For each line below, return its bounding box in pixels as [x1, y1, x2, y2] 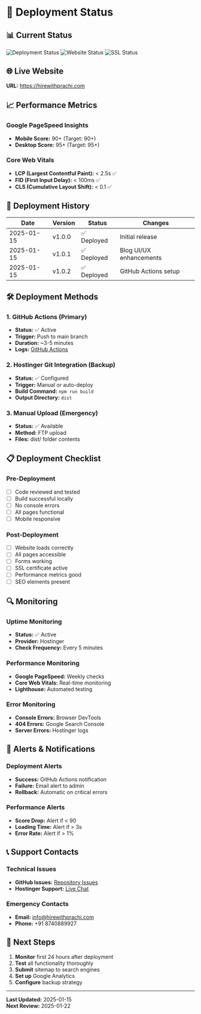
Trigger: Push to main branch [14, 333, 88, 340]
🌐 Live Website [6, 66, 64, 77]
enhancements [120, 253, 162, 262]
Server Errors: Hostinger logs [14, 727, 89, 734]
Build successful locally [14, 495, 74, 502]
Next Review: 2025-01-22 [6, 1002, 71, 1009]
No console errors [14, 501, 60, 508]
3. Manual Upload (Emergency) [6, 408, 99, 417]
